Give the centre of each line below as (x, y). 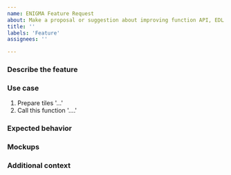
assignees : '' (28, 39)
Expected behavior (40, 129)
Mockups (24, 147)
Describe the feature (43, 70)
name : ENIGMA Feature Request (51, 13)
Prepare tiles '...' (40, 103)
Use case (23, 88)
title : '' (21, 26)
